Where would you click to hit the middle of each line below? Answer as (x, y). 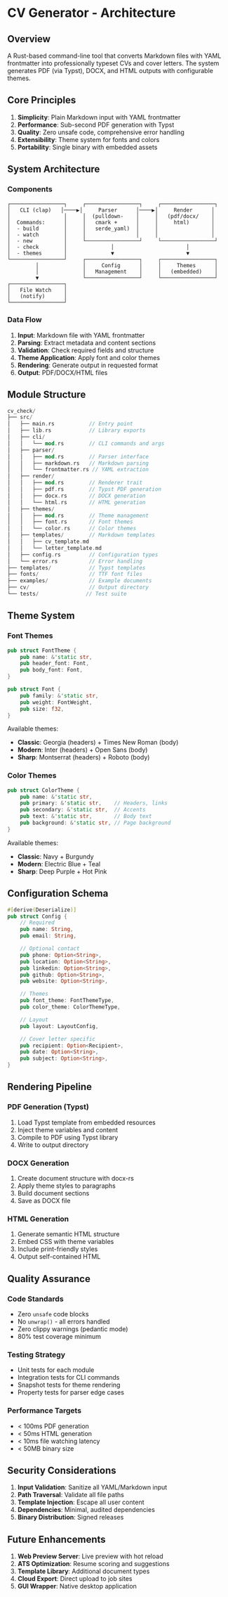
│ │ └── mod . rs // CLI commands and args (86, 443)
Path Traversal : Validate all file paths (71, 1495)
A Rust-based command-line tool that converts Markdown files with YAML (114, 56)
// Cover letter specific (58, 1039)
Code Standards (36, 1299)
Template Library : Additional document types (83, 1571)
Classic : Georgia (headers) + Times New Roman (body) (98, 743)
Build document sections (53, 1193)
